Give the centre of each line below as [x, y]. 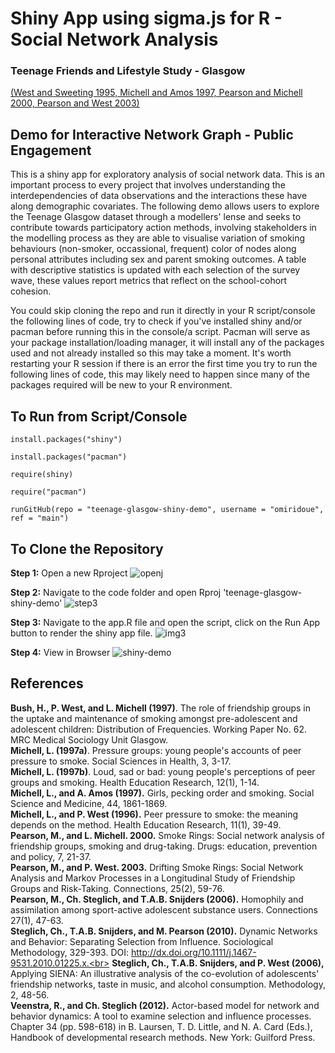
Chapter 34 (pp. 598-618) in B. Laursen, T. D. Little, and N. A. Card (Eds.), [161, 1026]
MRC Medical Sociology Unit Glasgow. [89, 739]
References [47, 683]
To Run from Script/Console [99, 416]
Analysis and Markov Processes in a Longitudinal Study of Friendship [153, 878]
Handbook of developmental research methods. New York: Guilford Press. [163, 1037]
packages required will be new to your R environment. [121, 385]
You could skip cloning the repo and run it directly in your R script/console [163, 311]
